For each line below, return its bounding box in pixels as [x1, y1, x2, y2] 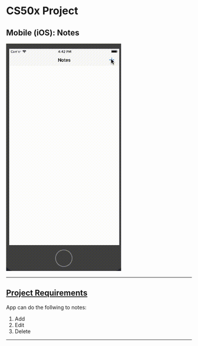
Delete [14, 328, 31, 335]
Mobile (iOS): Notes [6, 28, 80, 38]
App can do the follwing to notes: [6, 303, 87, 311]
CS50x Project [6, 4, 78, 18]
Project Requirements [6, 288, 88, 298]
